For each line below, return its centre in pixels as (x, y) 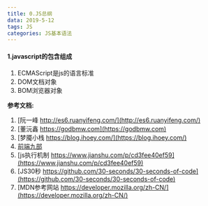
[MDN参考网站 (38, 187)
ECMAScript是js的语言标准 (55, 73)
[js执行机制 (34, 155)
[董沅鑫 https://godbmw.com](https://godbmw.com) (92, 129)
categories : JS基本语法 (39, 33)
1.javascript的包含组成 (40, 56)
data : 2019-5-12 (31, 20)
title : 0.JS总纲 (30, 14)
